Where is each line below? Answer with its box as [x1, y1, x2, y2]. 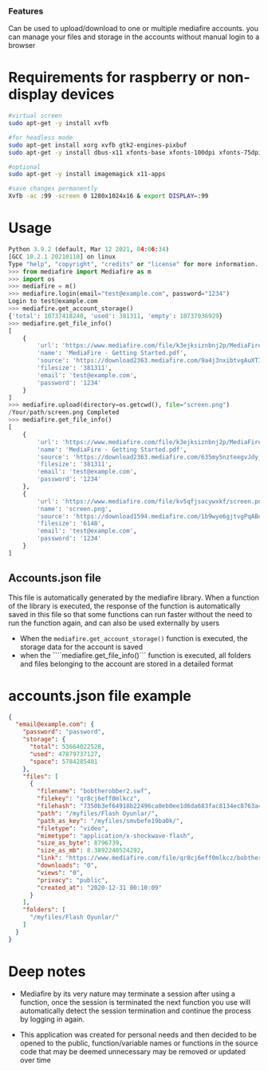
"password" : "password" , [22, 728, 105, 736]
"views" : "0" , [37, 868, 84, 876]
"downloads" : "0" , [37, 861, 98, 870]
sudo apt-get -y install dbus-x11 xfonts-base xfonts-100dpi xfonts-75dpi [8, 148, 262, 156]
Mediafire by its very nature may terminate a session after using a [19, 989, 235, 998]
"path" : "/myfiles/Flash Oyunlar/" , [37, 809, 159, 817]
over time [19, 1055, 52, 1065]
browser [8, 41, 36, 50]
